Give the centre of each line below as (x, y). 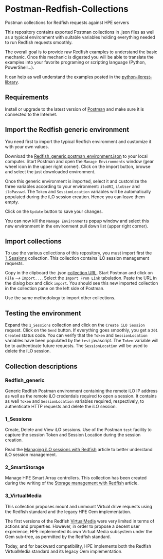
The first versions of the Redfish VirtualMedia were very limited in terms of (80, 521)
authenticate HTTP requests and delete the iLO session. (61, 406)
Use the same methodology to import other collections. (60, 298)
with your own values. (27, 146)
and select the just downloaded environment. (50, 171)
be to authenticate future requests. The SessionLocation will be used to (76, 346)
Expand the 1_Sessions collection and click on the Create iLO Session (75, 325)
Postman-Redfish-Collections (67, 9)
